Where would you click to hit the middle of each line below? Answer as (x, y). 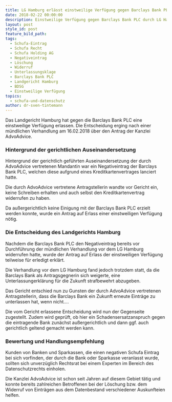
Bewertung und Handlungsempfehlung (55, 341)
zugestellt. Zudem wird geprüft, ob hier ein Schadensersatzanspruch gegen (85, 317)
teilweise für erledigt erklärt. (35, 260)
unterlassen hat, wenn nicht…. (37, 301)
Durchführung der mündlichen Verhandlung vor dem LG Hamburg (74, 249)
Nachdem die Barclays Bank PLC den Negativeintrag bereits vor (72, 243)
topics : (14, 96)
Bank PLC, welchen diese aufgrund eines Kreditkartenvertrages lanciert (81, 172)
